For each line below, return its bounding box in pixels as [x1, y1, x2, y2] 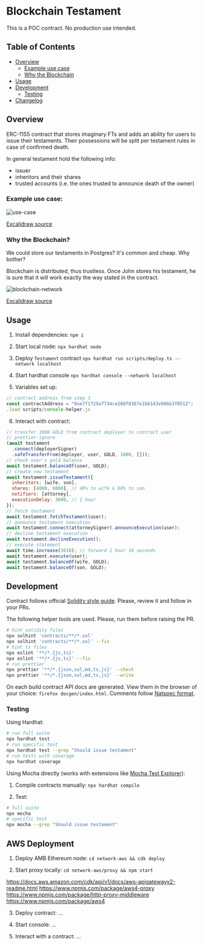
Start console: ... [15, 921, 56, 929]
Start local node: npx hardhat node [15, 343, 102, 350]
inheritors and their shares [15, 173, 81, 180]
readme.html [6, 884, 38, 892]
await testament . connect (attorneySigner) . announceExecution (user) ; [6, 525, 181, 531]
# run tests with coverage [6, 753, 75, 759]
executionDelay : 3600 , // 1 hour [12, 497, 96, 503]
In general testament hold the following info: [6, 155, 116, 162]
